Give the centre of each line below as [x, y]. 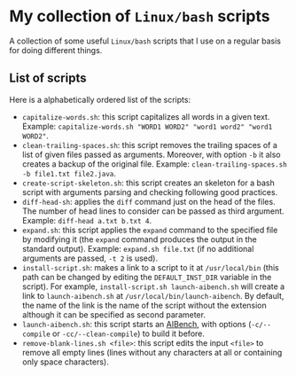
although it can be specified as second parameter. [114, 314]
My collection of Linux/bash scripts [140, 16]
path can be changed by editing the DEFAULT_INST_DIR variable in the [147, 277]
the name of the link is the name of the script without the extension [144, 305]
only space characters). [65, 362]
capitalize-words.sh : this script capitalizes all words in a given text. [146, 116]
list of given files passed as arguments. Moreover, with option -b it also [151, 154]
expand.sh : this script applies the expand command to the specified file [150, 230]
